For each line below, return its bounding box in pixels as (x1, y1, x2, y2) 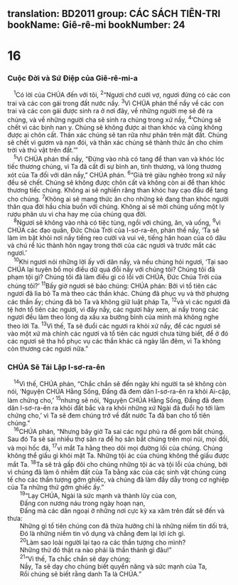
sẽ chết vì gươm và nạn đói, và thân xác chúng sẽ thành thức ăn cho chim (7, 138, 224, 147)
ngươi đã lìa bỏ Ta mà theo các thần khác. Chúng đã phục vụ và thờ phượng (7, 289, 229, 297)
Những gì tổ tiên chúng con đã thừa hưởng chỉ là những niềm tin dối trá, (20, 522, 229, 530)
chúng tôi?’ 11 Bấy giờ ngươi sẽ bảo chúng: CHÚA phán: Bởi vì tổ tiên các (7, 280, 217, 290)
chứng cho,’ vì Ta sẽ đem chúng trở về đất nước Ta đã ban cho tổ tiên (7, 411, 211, 420)
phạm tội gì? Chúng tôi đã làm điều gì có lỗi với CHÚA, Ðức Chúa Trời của (7, 273, 222, 281)
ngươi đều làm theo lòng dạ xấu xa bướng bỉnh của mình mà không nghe (7, 313, 219, 321)
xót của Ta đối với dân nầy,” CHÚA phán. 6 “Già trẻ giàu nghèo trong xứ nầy (7, 170, 226, 180)
